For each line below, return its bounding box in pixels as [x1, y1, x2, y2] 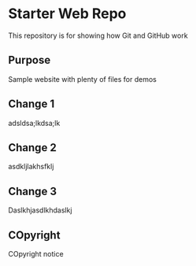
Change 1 [8, 98, 55, 111]
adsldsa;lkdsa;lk [8, 118, 61, 127]
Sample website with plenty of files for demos [8, 74, 157, 83]
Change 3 [8, 184, 57, 198]
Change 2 [8, 141, 57, 154]
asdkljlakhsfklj [8, 162, 54, 172]
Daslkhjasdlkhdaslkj [8, 205, 72, 215]
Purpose [8, 54, 51, 67]
